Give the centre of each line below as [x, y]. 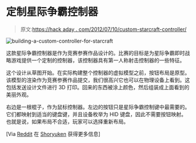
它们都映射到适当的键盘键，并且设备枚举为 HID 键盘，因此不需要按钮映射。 [96, 114]
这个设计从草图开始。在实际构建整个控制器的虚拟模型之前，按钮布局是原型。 [98, 72]
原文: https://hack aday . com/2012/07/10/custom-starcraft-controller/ [103, 29]
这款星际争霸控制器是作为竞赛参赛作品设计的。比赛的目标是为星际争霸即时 [95, 53]
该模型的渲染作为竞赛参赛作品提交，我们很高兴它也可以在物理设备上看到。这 [98, 80]
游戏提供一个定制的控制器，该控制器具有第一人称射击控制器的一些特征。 [98, 60]
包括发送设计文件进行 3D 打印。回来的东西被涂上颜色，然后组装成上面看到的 [98, 87]
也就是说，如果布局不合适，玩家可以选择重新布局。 [67, 121]
